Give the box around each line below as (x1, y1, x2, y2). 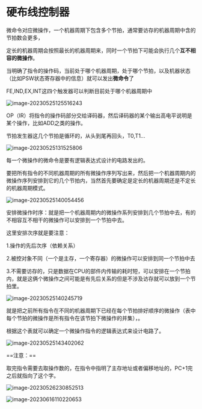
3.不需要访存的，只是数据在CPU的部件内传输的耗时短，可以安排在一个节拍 (6, 267, 191, 274)
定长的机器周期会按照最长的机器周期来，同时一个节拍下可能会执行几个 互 (6, 46, 185, 54)
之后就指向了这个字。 (6, 372, 59, 379)
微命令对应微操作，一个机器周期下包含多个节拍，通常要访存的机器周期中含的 (6, 26, 196, 34)
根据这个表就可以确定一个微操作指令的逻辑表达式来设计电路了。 (6, 327, 164, 334)
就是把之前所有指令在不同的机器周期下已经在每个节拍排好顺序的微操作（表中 (6, 307, 196, 314)
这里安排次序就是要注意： (6, 229, 70, 236)
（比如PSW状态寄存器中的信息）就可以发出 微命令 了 (6, 75, 134, 82)
